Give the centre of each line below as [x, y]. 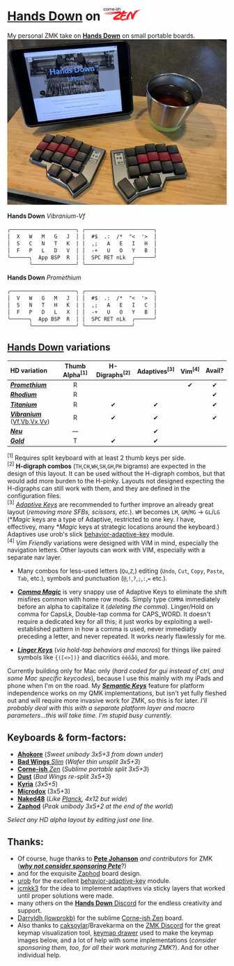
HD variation [29, 370]
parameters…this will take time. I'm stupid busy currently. [89, 715]
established [34, 629]
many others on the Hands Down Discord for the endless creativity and [119, 903]
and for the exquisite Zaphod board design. [79, 874]
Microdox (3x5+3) [44, 791]
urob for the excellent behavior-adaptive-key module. [94, 881]
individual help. [39, 955]
